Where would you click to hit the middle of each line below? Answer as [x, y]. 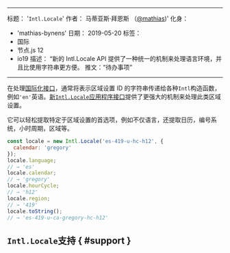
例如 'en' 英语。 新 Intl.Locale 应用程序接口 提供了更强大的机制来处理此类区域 [114, 97]
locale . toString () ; [35, 211]
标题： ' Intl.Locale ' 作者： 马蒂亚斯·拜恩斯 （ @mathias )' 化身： [98, 18]
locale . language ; [32, 160]
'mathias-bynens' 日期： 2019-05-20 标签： [79, 33]
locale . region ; [29, 198]
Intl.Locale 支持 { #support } [69, 240]
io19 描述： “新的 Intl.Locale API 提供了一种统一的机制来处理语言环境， [116, 58]
